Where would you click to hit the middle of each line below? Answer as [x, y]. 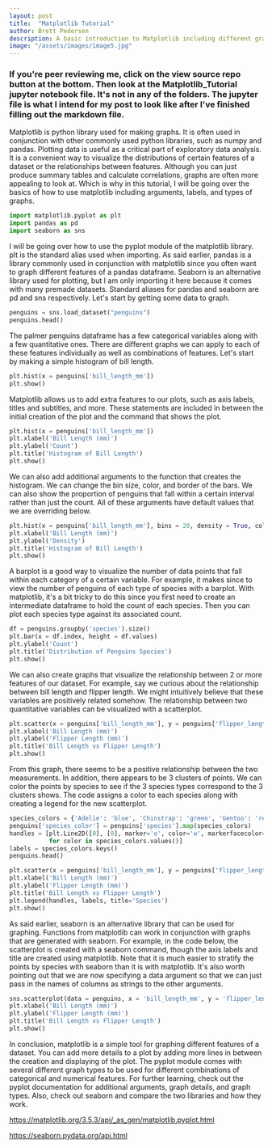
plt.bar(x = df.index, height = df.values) [84, 637]
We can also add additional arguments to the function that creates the [125, 476]
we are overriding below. [50, 511]
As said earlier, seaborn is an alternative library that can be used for [122, 923]
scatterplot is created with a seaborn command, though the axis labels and [134, 949]
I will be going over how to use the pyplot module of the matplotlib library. [132, 247]
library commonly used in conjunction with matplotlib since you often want [133, 264]
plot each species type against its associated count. [96, 614]
